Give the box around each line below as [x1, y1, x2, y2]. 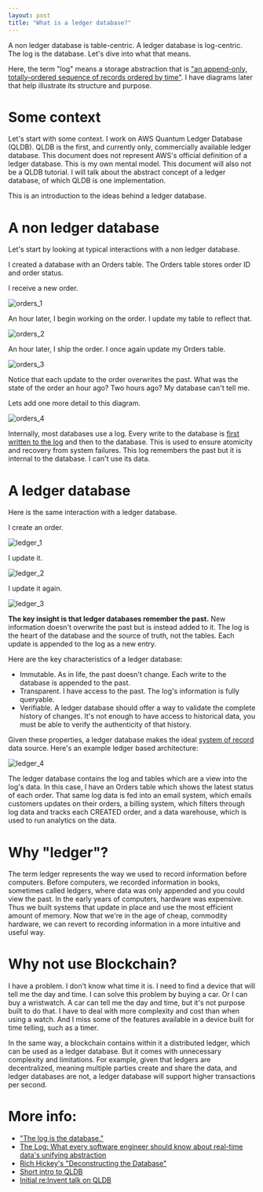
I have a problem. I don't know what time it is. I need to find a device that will [8, 981, 256, 991]
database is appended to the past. [19, 678, 131, 688]
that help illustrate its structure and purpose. [8, 80, 152, 90]
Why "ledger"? [8, 843, 108, 861]
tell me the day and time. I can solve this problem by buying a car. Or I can [8, 990, 248, 999]
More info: [8, 1108, 77, 1125]
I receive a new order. [8, 284, 79, 293]
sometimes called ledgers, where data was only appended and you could [8, 886, 245, 896]
